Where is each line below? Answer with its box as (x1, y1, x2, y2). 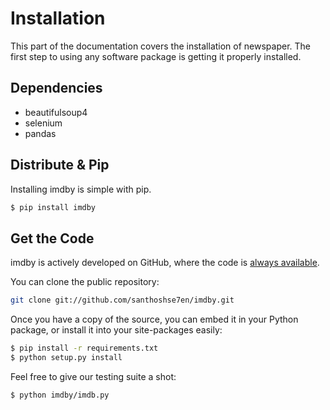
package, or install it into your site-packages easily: (10, 324, 223, 336)
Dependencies (10, 80, 103, 97)
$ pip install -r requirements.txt (10, 343, 159, 354)
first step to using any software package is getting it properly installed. (10, 50, 302, 62)
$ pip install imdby (10, 202, 97, 212)
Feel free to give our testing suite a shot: (10, 370, 177, 382)
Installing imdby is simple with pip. (10, 183, 152, 195)
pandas (24, 127, 57, 139)
